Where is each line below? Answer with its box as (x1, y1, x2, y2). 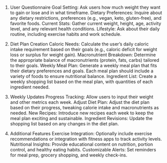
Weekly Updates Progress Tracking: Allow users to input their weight (10, 94, 153, 100)
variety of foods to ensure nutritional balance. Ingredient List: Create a (10, 73, 157, 79)
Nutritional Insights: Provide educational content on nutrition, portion (10, 141, 153, 147)
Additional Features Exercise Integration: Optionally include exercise (10, 131, 152, 136)
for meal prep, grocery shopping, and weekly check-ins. (10, 152, 128, 158)
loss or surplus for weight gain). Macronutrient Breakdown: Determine (10, 52, 156, 58)
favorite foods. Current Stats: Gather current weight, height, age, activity (10, 20, 161, 26)
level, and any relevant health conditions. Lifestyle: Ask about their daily (10, 26, 160, 32)
